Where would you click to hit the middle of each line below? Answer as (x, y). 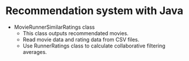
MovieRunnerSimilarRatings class (54, 27)
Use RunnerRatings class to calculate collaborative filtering (94, 46)
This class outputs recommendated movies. (75, 33)
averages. (35, 52)
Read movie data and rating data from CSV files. (81, 39)
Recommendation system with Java (95, 11)
